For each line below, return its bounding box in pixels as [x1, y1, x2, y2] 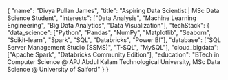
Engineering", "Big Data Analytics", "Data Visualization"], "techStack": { [7, 21, 210, 29]
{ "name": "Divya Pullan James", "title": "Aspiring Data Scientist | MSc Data [7, 7, 220, 14]
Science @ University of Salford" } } [7, 66, 109, 73]
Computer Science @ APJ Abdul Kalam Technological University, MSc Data [7, 58, 220, 66]
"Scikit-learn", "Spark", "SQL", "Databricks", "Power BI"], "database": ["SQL [7, 36, 222, 44]
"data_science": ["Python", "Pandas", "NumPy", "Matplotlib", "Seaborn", [7, 28, 211, 37]
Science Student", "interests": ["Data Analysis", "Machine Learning [7, 14, 197, 22]
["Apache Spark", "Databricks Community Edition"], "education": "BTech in [7, 50, 220, 59]
